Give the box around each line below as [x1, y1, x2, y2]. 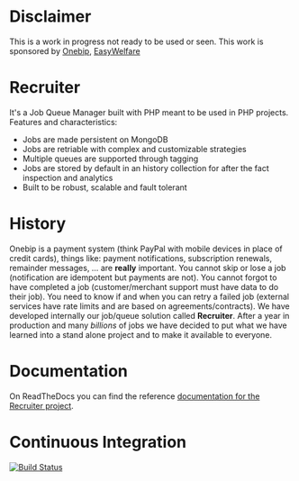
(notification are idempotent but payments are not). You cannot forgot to [9, 272, 277, 283]
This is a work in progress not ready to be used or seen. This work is [9, 36, 264, 47]
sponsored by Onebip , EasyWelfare [9, 45, 141, 56]
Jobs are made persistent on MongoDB [22, 133, 168, 145]
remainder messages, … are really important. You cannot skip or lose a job [9, 262, 286, 273]
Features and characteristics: [9, 116, 118, 127]
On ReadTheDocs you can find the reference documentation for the [9, 390, 260, 402]
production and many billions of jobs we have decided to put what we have [9, 320, 287, 331]
